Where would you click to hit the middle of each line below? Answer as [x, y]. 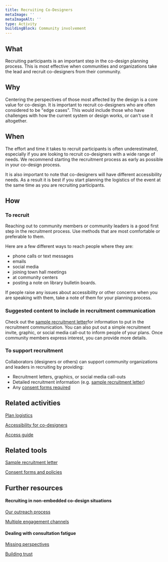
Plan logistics [19, 415]
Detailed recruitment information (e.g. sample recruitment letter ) [79, 382]
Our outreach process [28, 512]
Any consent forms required [41, 387]
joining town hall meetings [39, 272]
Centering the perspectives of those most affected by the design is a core [81, 99]
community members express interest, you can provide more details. [76, 338]
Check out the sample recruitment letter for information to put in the [75, 322]
